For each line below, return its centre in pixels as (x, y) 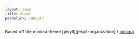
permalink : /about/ (25, 18)
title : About (18, 14)
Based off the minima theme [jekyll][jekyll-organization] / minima (69, 32)
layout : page (18, 9)
